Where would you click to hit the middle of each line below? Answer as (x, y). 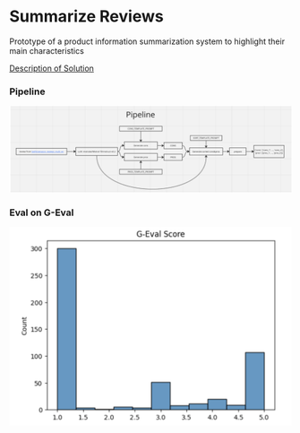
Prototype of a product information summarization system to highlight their (147, 41)
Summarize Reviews (86, 17)
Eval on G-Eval (42, 212)
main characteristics (47, 50)
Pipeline (27, 91)
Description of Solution (51, 68)
